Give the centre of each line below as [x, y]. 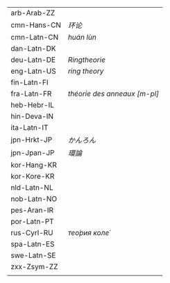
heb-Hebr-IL [32, 105]
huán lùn [82, 37]
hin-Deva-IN [32, 116]
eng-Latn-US [34, 71]
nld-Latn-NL [32, 187]
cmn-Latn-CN [35, 37]
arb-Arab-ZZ [33, 13]
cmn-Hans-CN [36, 25]
